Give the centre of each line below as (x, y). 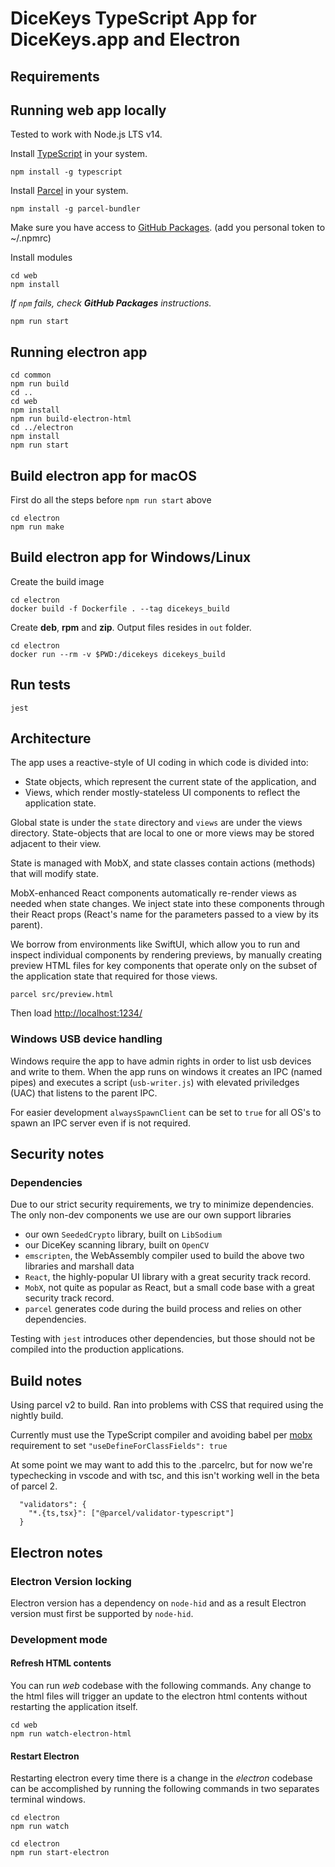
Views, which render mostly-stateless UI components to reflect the (162, 793)
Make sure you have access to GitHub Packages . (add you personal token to (168, 228)
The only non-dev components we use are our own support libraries (151, 1215)
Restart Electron (45, 1756)
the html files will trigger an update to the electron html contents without (159, 1696)
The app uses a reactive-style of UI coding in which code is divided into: (159, 763)
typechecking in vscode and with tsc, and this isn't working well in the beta (165, 1476)
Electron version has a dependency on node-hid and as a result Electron (158, 1603)
